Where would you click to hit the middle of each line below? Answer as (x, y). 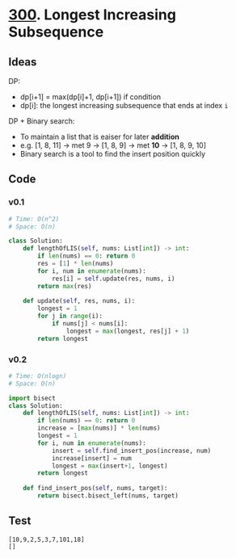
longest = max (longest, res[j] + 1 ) (128, 331)
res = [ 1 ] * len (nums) (76, 264)
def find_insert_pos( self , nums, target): (95, 489)
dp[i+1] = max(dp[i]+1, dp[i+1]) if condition (91, 97)
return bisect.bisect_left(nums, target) (108, 496)
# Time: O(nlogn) (38, 376)
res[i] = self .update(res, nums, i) (113, 279)
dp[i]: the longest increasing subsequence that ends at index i (124, 105)
